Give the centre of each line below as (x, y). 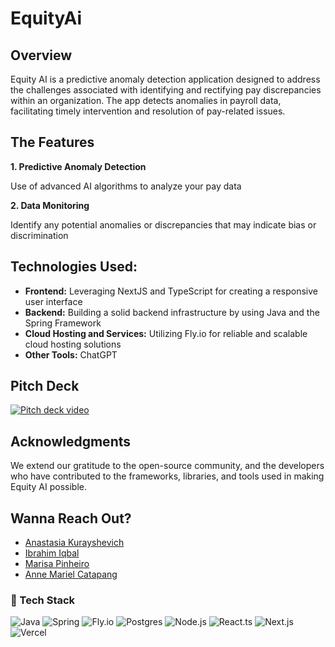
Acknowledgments (71, 441)
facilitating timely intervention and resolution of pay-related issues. (148, 111)
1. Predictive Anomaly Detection (78, 166)
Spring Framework (63, 323)
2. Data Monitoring (50, 205)
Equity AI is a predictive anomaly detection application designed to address (165, 79)
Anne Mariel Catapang (71, 574)
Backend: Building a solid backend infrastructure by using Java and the (172, 312)
